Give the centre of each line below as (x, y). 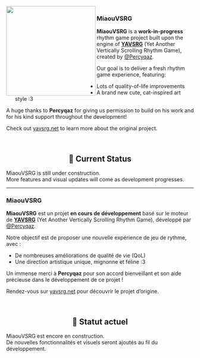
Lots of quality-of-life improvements (141, 87)
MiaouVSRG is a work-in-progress (140, 32)
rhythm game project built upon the (140, 38)
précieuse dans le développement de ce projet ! (65, 280)
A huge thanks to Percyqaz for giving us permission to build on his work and (100, 110)
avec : (14, 244)
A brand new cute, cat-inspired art (139, 92)
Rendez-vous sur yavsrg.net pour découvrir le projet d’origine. (83, 291)
